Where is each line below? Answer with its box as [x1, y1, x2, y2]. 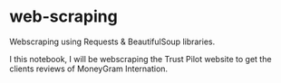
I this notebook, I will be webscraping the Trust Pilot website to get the [9, 53, 272, 64]
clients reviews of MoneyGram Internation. [9, 63, 169, 74]
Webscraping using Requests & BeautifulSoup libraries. [9, 36, 216, 47]
